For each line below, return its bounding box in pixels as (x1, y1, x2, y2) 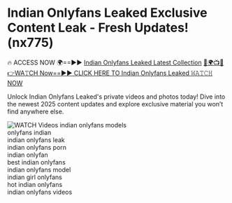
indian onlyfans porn (7, 143, 67, 151)
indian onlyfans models (59, 120, 127, 129)
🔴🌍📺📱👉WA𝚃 (203, 58, 224, 66)
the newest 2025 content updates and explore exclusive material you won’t (7, 99, 224, 108)
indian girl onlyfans (7, 173, 63, 181)
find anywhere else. (7, 107, 64, 115)
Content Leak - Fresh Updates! (7, 20, 189, 36)
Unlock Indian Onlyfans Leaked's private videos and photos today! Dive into (7, 92, 226, 101)
